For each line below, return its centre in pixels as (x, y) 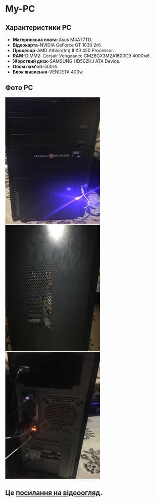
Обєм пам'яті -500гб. (36, 67)
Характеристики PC (38, 28)
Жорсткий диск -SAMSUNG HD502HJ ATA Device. (66, 61)
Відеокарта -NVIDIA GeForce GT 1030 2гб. (57, 45)
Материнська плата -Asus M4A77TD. (52, 39)
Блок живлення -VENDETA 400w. (48, 72)
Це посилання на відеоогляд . (54, 493)
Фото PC (19, 88)
